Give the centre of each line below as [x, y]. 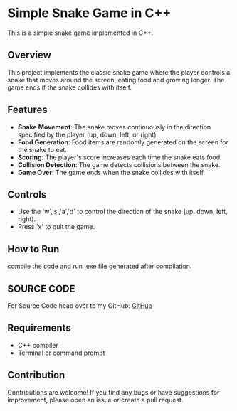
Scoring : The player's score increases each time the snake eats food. [120, 157]
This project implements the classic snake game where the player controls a [119, 72]
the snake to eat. [42, 149]
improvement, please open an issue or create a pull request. [95, 400]
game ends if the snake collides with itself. [70, 87]
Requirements [39, 328]
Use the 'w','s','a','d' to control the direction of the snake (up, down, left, [122, 212]
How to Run [33, 249]
